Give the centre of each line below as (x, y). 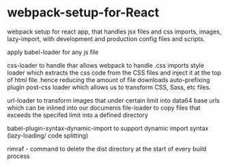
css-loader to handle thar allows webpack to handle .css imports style (106, 65)
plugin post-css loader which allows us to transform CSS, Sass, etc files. (109, 87)
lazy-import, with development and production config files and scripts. (106, 38)
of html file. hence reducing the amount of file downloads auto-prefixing (109, 79)
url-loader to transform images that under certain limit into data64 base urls (114, 100)
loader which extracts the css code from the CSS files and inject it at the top (114, 73)
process (18, 156)
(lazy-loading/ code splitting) (48, 136)
